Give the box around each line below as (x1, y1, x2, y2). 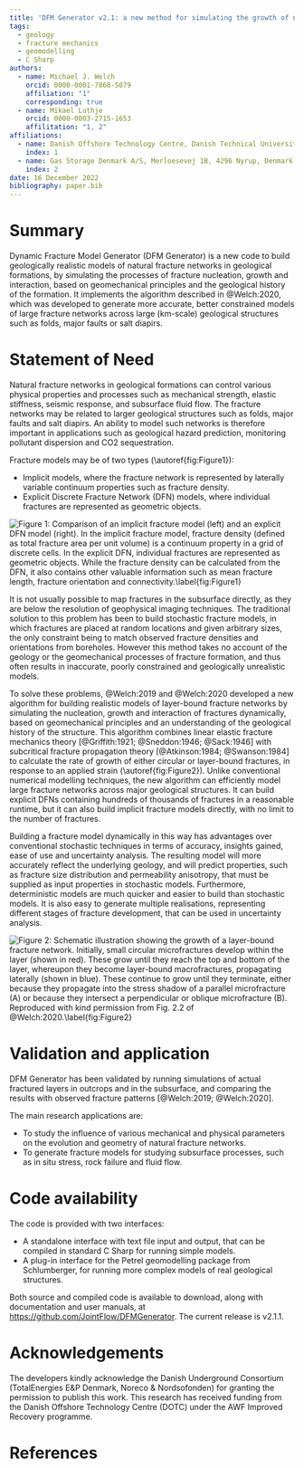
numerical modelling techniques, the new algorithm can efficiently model (9, 775, 281, 786)
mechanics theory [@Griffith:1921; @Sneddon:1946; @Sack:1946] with (9, 737, 271, 747)
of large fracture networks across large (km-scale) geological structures (9, 309, 279, 319)
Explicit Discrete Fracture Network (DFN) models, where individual (22, 491, 271, 502)
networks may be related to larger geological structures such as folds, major (9, 408, 294, 419)
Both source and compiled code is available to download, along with (9, 1292, 264, 1302)
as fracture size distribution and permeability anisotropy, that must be (9, 870, 270, 880)
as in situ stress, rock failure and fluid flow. (22, 1156, 183, 1168)
